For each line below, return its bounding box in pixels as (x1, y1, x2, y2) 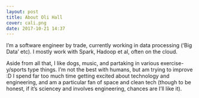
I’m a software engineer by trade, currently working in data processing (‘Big (6, 42, 192, 49)
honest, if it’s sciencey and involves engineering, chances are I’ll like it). (6, 85, 182, 93)
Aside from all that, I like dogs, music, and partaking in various (6, 60, 160, 67)
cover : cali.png (6, 20, 47, 26)
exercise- (160, 60, 184, 67)
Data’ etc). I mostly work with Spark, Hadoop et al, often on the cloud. (6, 48, 178, 56)
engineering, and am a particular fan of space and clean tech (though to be (6, 79, 191, 86)
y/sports (6, 66, 27, 73)
